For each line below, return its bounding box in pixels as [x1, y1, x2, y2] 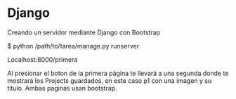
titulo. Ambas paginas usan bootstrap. [7, 84, 117, 92]
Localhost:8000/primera [7, 55, 78, 64]
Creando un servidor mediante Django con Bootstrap [7, 28, 160, 37]
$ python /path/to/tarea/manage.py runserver [7, 41, 139, 50]
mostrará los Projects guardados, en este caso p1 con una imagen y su [7, 76, 212, 85]
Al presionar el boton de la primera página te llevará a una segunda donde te [7, 69, 229, 77]
